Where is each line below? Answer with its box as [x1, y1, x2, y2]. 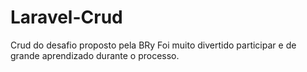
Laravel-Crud [10, 6, 123, 29]
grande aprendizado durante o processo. [10, 49, 180, 61]
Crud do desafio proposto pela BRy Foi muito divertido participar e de [10, 39, 297, 51]
